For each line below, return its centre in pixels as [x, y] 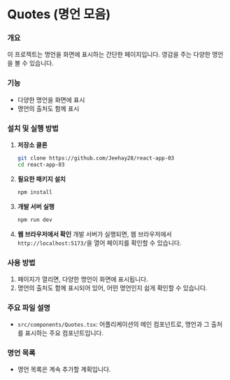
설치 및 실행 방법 [33, 128]
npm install [35, 192]
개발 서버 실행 [36, 206]
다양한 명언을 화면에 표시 [51, 99]
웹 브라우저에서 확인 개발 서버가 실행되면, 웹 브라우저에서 [95, 234]
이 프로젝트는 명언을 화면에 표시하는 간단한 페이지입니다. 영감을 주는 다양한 [109, 55]
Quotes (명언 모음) [59, 14]
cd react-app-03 [41, 164]
